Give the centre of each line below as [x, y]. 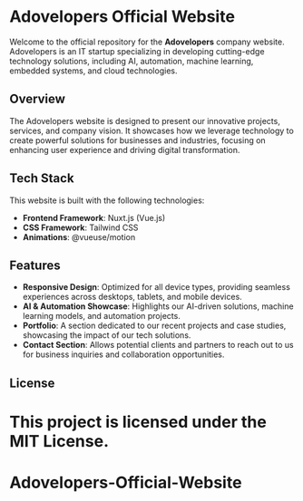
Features [35, 265]
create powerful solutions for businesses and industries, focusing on [137, 140]
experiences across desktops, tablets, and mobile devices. [132, 297]
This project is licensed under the [138, 422]
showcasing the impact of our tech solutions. [107, 335]
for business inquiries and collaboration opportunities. [123, 354]
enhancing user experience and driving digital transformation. [125, 149]
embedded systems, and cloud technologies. [93, 71]
